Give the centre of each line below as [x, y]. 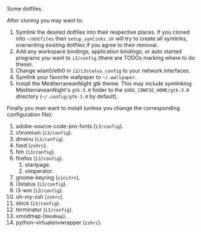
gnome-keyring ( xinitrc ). [48, 177]
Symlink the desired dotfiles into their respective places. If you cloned [103, 32]
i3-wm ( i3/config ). [39, 190]
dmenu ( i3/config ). [40, 139]
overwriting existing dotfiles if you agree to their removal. [87, 45]
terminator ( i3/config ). [44, 210]
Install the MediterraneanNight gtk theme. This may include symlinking [104, 83]
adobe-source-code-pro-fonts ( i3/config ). [69, 126]
